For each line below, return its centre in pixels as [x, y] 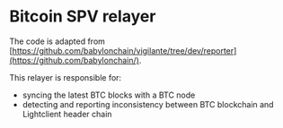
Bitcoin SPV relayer [83, 17]
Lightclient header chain [67, 114]
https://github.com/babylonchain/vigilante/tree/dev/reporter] [124, 50]
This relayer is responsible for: [66, 77]
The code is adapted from [57, 41]
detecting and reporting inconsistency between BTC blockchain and [148, 104]
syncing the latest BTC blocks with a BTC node [109, 95]
